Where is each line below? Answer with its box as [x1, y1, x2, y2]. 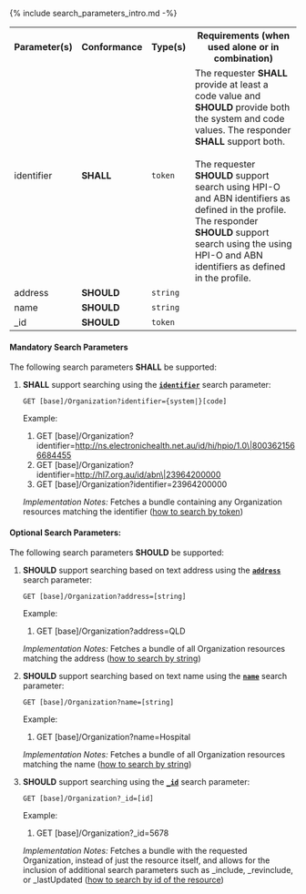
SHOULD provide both [194, 101, 291, 113]
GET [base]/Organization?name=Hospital [36, 732, 191, 743]
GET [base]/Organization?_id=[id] [22, 794, 154, 804]
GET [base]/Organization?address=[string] [22, 592, 187, 602]
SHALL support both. [194, 136, 285, 147]
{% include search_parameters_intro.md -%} [9, 8, 178, 18]
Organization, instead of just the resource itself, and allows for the [22, 855, 270, 866]
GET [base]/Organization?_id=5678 [36, 828, 169, 838]
